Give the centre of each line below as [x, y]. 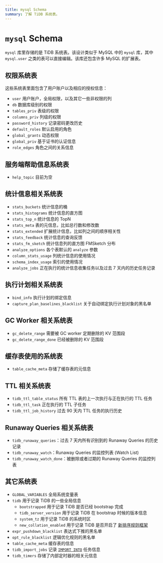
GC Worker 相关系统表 [39, 321]
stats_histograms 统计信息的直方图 [47, 213]
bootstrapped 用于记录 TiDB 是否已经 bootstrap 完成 [71, 506]
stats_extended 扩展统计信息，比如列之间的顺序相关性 [66, 231]
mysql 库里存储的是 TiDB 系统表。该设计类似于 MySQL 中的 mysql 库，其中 [79, 52]
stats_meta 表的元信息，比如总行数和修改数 [56, 225]
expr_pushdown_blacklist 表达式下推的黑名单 [57, 531]
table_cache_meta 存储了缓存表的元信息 [52, 369]
